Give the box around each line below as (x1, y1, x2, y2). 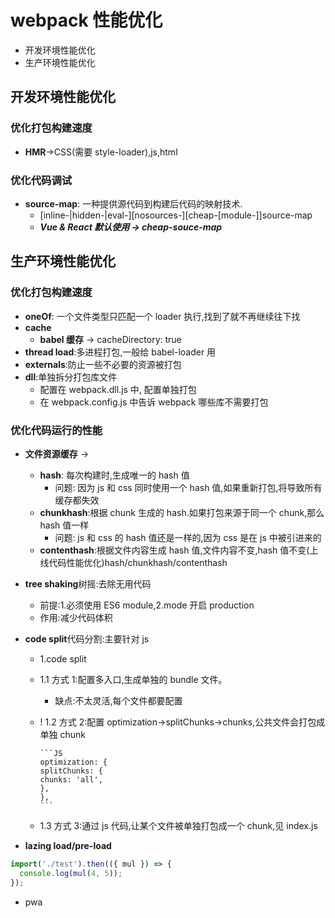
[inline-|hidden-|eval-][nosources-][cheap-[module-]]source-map (39, 209, 313, 221)
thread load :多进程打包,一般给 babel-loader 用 (24, 346, 217, 358)
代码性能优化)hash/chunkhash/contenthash (48, 556, 228, 568)
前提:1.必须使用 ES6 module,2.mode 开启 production (39, 599, 255, 611)
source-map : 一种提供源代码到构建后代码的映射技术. (24, 197, 243, 210)
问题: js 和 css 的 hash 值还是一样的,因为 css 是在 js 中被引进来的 (54, 531, 322, 543)
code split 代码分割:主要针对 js (24, 632, 150, 645)
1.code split (39, 652, 87, 665)
